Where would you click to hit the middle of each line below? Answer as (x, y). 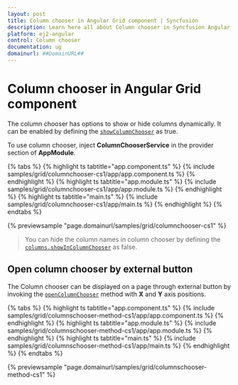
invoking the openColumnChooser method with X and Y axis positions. (107, 294)
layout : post (27, 14)
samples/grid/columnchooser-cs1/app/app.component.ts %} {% (101, 174)
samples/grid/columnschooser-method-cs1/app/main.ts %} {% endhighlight (119, 345)
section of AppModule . (42, 152)
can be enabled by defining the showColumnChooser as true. (93, 131)
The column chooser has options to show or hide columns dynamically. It (114, 123)
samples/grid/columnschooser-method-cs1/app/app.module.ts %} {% (110, 330)
